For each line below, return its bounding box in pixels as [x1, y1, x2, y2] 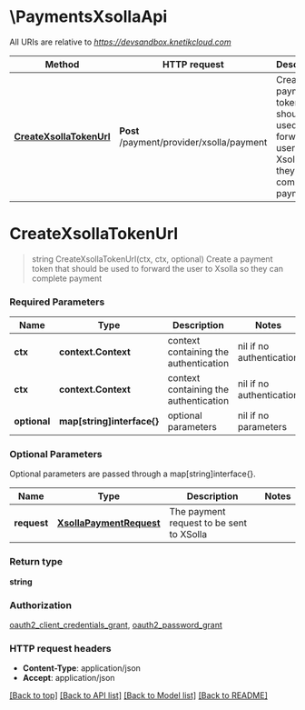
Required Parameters [9, 295, 105, 308]
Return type [9, 555, 64, 568]
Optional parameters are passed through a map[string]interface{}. [9, 468, 256, 479]
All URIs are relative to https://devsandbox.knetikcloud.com [9, 36, 231, 47]
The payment [169, 505, 226, 518]
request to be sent [169, 516, 248, 529]
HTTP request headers [9, 642, 112, 655]
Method [44, 57, 80, 70]
